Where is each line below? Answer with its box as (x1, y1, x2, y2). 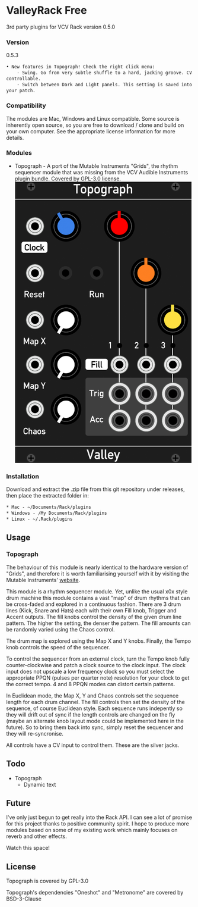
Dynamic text (23, 781, 56, 788)
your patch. (6, 87, 36, 94)
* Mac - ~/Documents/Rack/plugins (6, 504, 92, 511)
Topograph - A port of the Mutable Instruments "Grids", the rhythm (14, 162, 178, 170)
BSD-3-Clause (6, 895, 41, 902)
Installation (6, 472, 40, 480)
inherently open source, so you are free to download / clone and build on (6, 121, 184, 129)
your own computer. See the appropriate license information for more (6, 127, 176, 135)
